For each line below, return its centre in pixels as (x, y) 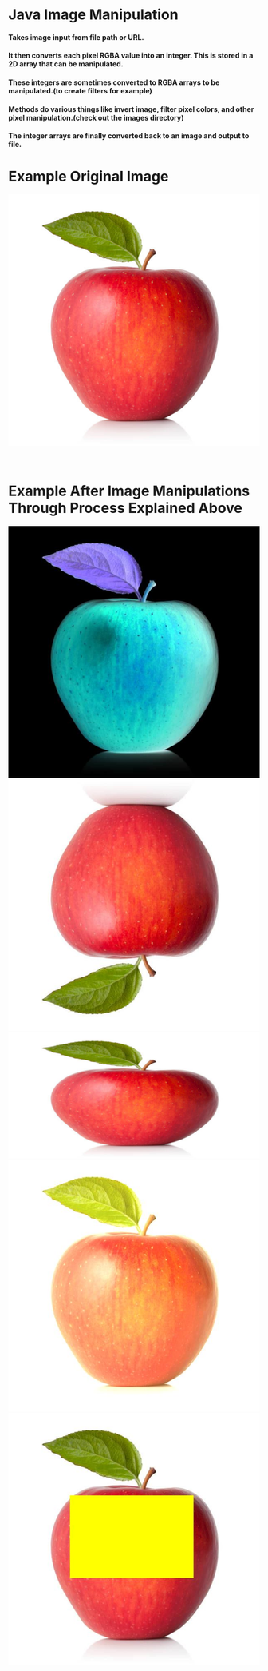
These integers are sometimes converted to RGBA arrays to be (114, 82)
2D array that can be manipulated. (66, 64)
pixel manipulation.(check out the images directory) (96, 117)
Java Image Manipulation (93, 15)
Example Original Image (89, 177)
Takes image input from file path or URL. (76, 37)
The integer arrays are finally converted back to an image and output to (129, 136)
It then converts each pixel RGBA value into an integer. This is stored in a (131, 56)
